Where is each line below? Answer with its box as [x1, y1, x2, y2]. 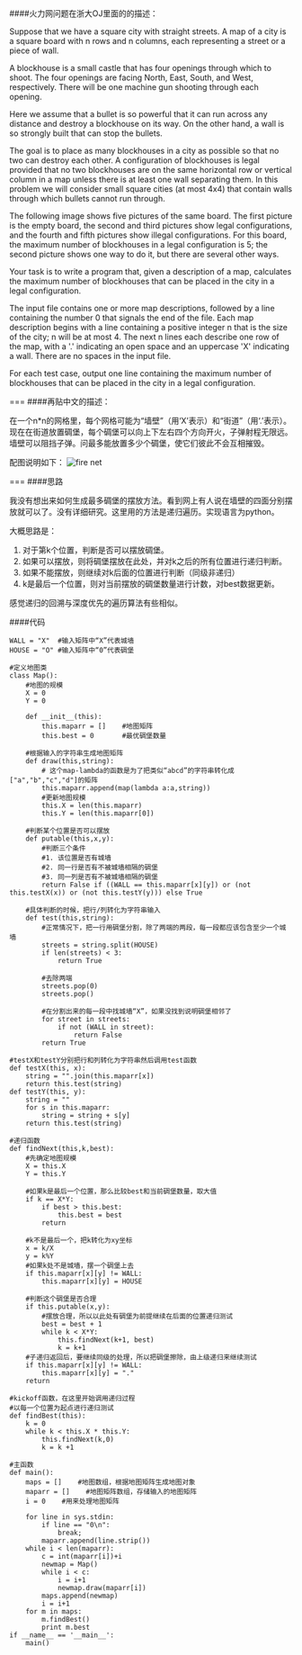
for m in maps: [25, 1607, 83, 1616]
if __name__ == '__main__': [9, 1631, 115, 1640]
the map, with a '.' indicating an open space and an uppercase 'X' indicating [9, 341, 290, 352]
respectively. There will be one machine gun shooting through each [9, 82, 259, 92]
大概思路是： [9, 526, 57, 536]
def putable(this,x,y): [25, 834, 115, 843]
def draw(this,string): [25, 757, 115, 766]
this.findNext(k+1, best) [57, 1336, 155, 1345]
